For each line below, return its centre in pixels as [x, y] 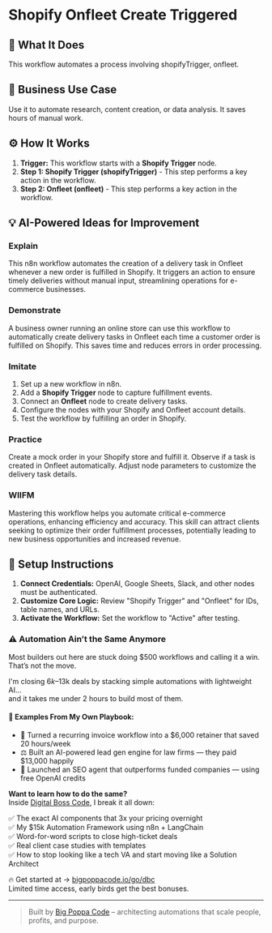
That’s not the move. [42, 666]
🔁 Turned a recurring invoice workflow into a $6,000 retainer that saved [139, 734]
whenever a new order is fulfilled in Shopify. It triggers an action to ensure [132, 272]
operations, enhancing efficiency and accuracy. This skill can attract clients [134, 521]
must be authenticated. [59, 593]
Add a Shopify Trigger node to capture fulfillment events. [116, 392]
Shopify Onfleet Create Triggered [123, 15]
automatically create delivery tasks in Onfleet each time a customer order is [134, 336]
